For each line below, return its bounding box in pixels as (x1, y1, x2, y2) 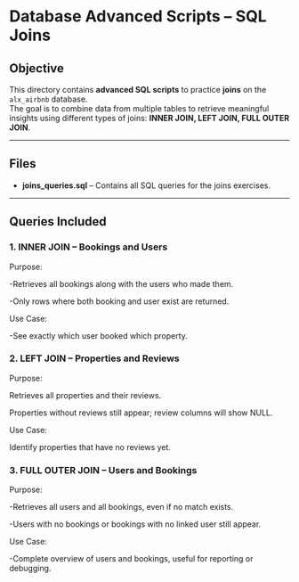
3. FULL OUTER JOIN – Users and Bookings (9, 463, 198, 476)
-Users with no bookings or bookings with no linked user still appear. (9, 519, 262, 529)
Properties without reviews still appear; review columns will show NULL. (9, 407, 273, 418)
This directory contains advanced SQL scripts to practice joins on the (9, 85, 267, 94)
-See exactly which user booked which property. (9, 330, 189, 340)
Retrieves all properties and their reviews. (9, 389, 162, 400)
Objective (9, 61, 65, 76)
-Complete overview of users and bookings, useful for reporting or (9, 553, 254, 564)
